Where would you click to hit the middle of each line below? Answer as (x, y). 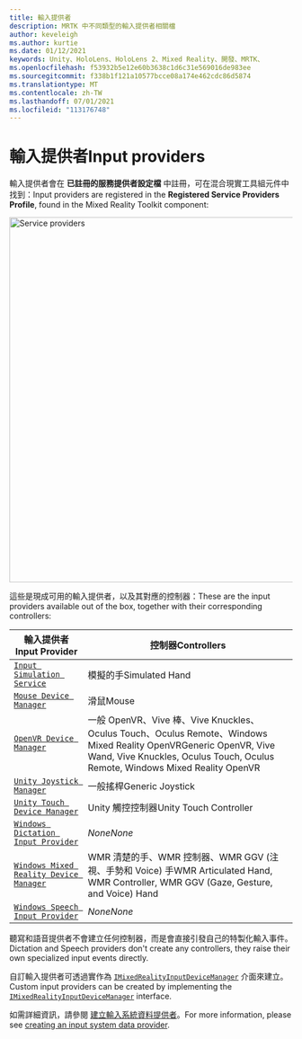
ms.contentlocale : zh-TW (56, 93)
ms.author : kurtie (44, 43)
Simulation (37, 675)
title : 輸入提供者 (40, 18)
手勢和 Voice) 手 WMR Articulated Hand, (189, 871)
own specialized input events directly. (79, 958)
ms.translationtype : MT (54, 84)
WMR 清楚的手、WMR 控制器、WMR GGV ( (179, 857)
